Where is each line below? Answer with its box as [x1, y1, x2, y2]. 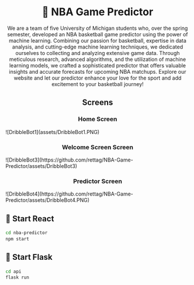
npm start [5, 236, 30, 242]
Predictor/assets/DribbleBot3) [5, 162, 77, 169]
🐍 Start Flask [5, 252, 53, 262]
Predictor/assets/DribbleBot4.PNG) [5, 197, 90, 204]
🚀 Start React [5, 214, 54, 224]
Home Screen [78, 115, 117, 123]
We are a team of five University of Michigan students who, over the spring [7, 25, 188, 32]
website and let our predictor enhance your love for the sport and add [13, 74, 182, 81]
